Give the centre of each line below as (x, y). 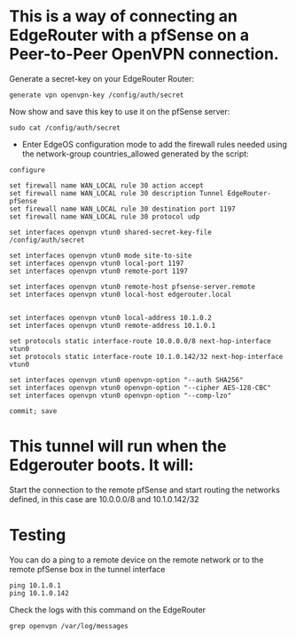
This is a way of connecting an (123, 16)
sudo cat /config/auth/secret (65, 128)
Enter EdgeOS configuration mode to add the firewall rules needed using (155, 144)
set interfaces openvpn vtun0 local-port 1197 (97, 263)
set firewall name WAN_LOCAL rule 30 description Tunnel (117, 193)
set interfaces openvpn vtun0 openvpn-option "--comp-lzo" (121, 395)
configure (27, 170)
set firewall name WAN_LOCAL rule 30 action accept (106, 185)
